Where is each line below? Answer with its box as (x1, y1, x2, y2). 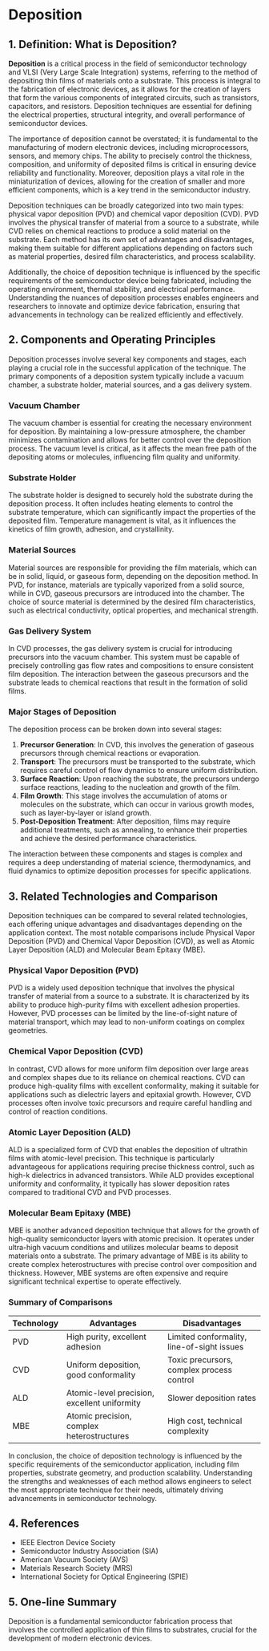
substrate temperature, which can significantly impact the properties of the (8, 508, 256, 517)
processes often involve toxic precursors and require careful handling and (8, 1098, 252, 1107)
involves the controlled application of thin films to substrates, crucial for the (8, 1625, 258, 1635)
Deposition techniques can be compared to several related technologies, (8, 911, 248, 921)
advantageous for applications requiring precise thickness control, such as (8, 1162, 255, 1171)
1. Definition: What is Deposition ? (8, 38, 178, 51)
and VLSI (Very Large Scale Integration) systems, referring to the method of (8, 67, 259, 77)
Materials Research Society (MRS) (19, 1564, 134, 1573)
